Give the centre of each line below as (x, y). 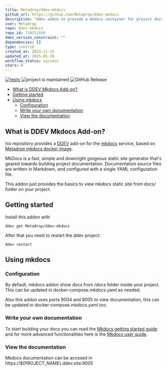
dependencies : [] (23, 42)
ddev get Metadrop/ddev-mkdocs (38, 226)
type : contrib (20, 47)
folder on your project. (28, 189)
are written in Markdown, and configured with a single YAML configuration (81, 169)
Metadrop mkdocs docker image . (39, 149)
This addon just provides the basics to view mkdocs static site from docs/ (81, 184)
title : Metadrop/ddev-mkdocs (35, 10)
